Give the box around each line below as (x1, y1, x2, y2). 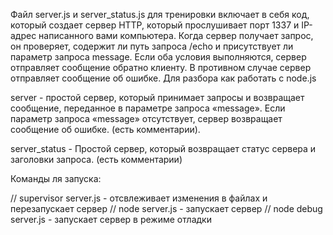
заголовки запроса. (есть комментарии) (10, 154, 183, 165)
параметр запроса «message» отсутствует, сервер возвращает (10, 113, 283, 124)
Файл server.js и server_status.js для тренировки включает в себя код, (10, 9, 310, 20)
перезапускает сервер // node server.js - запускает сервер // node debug (10, 203, 323, 214)
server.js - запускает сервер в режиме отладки (10, 214, 212, 225)
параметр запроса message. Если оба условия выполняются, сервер (10, 51, 307, 63)
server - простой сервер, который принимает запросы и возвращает (10, 92, 305, 103)
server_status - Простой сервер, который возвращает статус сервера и (10, 143, 317, 154)
